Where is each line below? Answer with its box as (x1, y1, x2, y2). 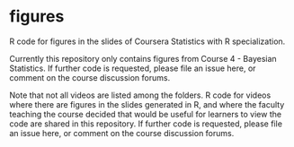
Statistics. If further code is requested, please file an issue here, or (9, 63, 256, 73)
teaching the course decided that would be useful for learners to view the (9, 108, 281, 119)
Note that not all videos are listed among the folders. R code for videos (9, 90, 272, 100)
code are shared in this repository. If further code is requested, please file (9, 118, 283, 129)
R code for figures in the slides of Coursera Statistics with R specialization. (9, 36, 286, 47)
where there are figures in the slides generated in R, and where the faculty (9, 99, 285, 109)
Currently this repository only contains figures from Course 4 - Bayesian (9, 53, 277, 64)
